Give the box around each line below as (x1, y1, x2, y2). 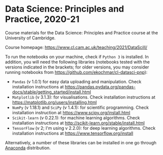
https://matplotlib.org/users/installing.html (12, 99, 97, 105)
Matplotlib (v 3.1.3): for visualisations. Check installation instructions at (12, 94, 156, 100)
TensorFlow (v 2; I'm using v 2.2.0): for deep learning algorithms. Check (12, 125, 156, 131)
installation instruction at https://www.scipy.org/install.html (12, 109, 130, 115)
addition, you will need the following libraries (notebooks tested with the (5, 59, 150, 65)
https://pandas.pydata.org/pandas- (65, 84, 136, 89)
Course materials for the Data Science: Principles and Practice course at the (5, 30, 158, 35)
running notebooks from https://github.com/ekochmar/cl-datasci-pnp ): (5, 69, 148, 75)
